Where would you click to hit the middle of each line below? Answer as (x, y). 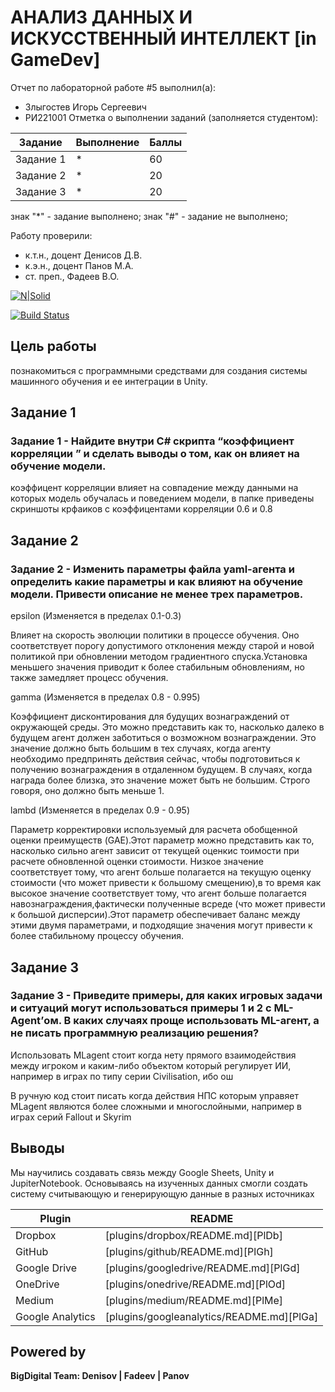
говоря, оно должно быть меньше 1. (87, 791)
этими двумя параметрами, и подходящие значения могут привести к (161, 925)
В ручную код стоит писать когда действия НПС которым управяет (154, 1095)
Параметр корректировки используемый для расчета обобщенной (154, 830)
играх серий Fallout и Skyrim (71, 1117)
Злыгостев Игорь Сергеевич (85, 107)
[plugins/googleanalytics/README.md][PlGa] (211, 1316)
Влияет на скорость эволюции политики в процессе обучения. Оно (155, 635)
